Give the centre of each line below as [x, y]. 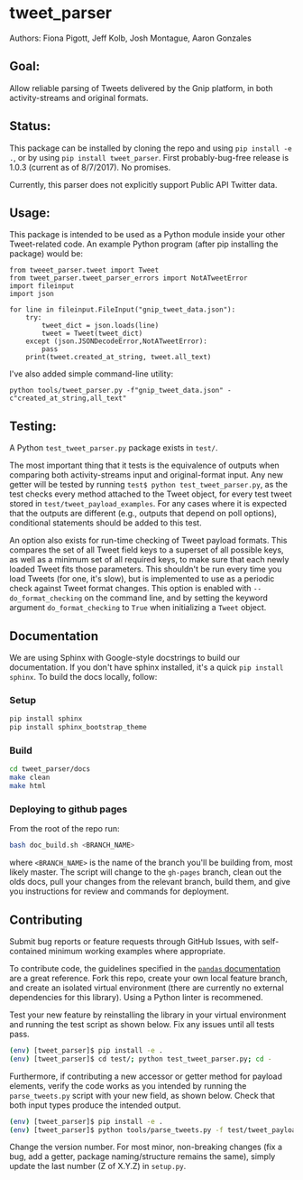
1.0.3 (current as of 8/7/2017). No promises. [90, 167]
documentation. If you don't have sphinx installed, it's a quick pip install [147, 667]
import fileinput [42, 286]
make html [28, 786]
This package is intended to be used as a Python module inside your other [147, 235]
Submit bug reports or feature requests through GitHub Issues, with [134, 941]
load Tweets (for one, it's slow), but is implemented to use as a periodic [142, 579]
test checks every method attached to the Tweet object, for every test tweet [151, 494]
